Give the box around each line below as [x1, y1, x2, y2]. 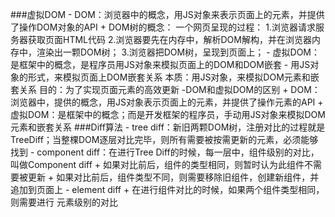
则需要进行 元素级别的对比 [10, 196, 118, 208]
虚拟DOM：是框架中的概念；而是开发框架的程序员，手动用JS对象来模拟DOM [10, 109, 326, 120]
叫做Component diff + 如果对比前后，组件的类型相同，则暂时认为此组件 [10, 159, 305, 170]
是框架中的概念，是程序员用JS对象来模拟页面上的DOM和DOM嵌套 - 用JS [10, 59, 311, 70]
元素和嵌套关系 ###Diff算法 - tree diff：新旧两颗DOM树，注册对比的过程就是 [10, 121, 326, 133]
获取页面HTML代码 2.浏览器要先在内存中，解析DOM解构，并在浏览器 [27, 34, 312, 45]
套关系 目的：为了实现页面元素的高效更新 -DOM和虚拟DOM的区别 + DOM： [10, 84, 321, 95]
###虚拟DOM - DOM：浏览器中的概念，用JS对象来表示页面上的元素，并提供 [10, 9, 325, 20]
